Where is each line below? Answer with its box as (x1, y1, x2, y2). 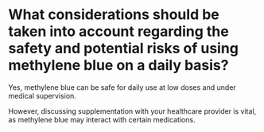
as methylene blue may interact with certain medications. (8, 115, 196, 124)
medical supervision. (8, 91, 77, 100)
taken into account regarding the (8, 22, 229, 41)
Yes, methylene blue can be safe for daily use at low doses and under (8, 82, 236, 92)
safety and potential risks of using (8, 40, 239, 57)
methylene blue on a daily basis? (8, 56, 229, 75)
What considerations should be (8, 6, 220, 24)
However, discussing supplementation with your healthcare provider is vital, (8, 106, 257, 116)
